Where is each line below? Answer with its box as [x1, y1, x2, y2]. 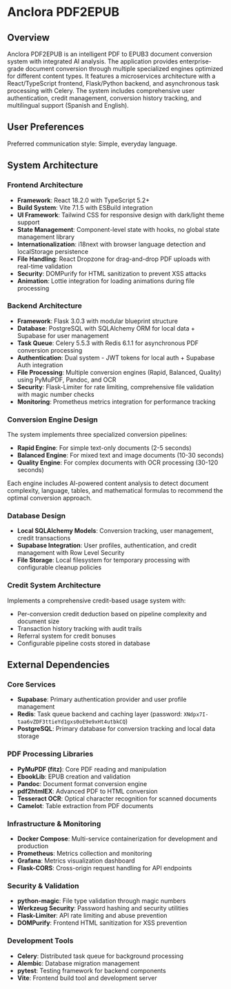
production [17, 841, 49, 850]
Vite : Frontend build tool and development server [17, 974, 157, 982]
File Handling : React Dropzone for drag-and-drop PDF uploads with [17, 255, 210, 263]
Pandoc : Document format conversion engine [17, 779, 148, 787]
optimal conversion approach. [7, 494, 92, 502]
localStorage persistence [17, 247, 88, 255]
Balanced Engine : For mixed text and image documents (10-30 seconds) [17, 451, 224, 460]
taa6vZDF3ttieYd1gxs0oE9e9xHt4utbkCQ [17, 718, 126, 725]
